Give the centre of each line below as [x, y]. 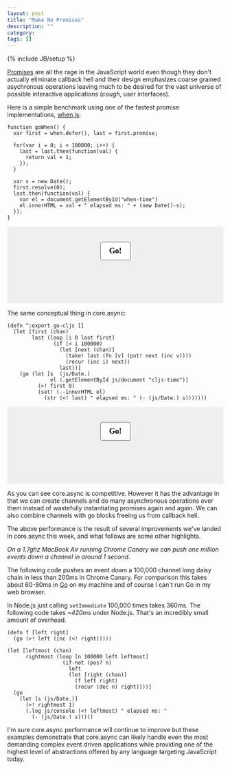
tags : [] [20, 39]
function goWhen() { [37, 127]
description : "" [30, 26]
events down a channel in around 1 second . [69, 557]
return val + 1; [48, 158]
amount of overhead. [37, 620]
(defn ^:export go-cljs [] [46, 326]
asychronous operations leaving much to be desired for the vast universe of [114, 87]
